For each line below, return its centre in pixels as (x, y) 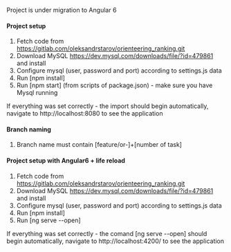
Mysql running (37, 93)
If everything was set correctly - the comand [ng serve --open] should (107, 233)
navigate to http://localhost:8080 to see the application (85, 114)
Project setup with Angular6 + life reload (66, 161)
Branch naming (29, 129)
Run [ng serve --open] (48, 220)
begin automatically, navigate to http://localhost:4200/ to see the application (115, 241)
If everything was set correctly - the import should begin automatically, (108, 106)
